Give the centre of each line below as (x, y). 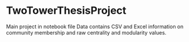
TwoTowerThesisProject (66, 11)
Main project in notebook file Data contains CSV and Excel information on (95, 26)
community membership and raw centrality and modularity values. (86, 32)
